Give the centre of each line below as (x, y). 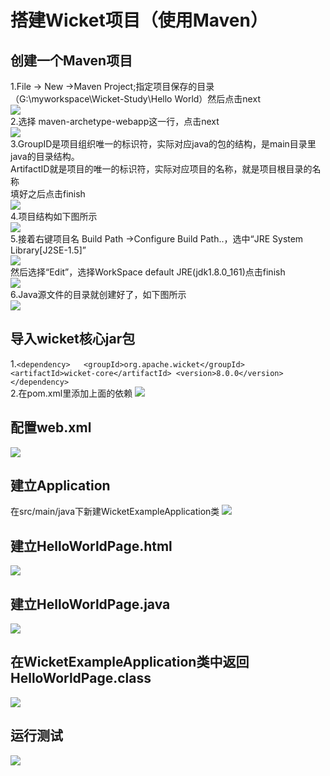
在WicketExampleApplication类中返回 (130, 662)
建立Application (60, 486)
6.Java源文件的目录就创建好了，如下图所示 (98, 294)
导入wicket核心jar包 (73, 339)
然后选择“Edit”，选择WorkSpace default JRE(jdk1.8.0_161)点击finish (148, 272)
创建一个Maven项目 (71, 60)
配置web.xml (51, 427)
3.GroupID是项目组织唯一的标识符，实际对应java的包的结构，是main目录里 (163, 144)
